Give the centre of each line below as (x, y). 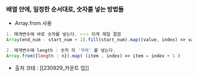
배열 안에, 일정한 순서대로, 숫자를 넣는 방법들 (65, 9)
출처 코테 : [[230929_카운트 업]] (52, 68)
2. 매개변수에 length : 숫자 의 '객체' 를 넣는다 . (61, 51)
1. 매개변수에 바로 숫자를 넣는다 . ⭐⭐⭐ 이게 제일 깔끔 (64, 34)
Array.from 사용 (33, 23)
